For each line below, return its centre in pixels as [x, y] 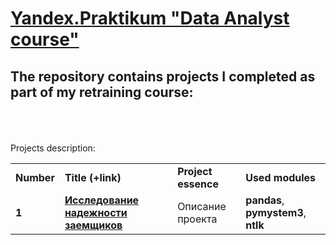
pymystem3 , [276, 212]
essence [198, 184]
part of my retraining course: [102, 92]
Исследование [102, 200]
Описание [202, 206]
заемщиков [93, 225]
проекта [197, 219]
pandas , [265, 200]
